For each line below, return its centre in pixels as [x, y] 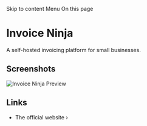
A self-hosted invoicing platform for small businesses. [73, 50]
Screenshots [31, 69]
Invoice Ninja [40, 33]
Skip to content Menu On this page [50, 9]
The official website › [42, 117]
